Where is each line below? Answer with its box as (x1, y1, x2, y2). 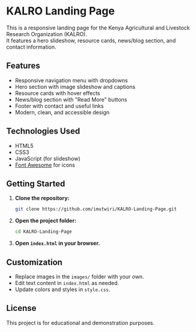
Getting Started (6, 179, 66, 189)
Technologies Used (6, 126, 80, 137)
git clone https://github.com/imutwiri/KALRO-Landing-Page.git (14, 206, 177, 212)
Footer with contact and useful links (14, 102, 104, 109)
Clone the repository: (14, 194, 70, 202)
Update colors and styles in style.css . (14, 286, 111, 293)
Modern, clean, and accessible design (14, 108, 110, 115)
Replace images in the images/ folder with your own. (14, 272, 144, 280)
